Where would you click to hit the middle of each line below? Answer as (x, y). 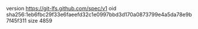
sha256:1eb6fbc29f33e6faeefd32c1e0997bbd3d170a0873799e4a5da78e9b (99, 14)
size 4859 (40, 21)
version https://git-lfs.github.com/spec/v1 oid (61, 8)
